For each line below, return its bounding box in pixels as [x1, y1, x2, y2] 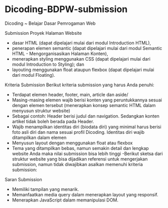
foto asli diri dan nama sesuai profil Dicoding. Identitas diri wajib [12, 129, 145, 135]
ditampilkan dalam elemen [12, 134, 66, 140]
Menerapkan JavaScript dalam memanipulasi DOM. [12, 197, 119, 203]
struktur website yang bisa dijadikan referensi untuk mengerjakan [12, 155, 148, 162]
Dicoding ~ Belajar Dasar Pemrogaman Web [5, 20, 96, 26]
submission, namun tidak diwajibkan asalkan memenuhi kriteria [12, 161, 143, 167]
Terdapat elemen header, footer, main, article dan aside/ [12, 91, 129, 97]
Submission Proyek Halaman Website [5, 30, 82, 36]
